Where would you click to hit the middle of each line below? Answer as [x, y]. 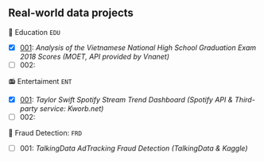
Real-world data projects [71, 13]
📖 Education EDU [35, 32]
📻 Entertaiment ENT [40, 81]
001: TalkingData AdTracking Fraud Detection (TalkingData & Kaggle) [134, 148]
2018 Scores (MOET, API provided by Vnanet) [94, 56]
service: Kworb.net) [72, 109]
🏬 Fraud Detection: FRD [45, 133]
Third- [245, 99]
